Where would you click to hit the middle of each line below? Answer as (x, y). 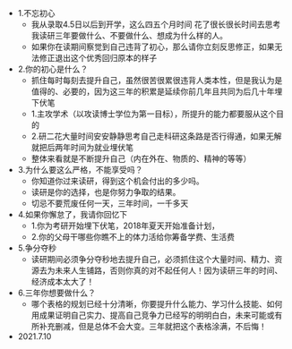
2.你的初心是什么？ (53, 69)
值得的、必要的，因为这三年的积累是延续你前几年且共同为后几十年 (153, 91)
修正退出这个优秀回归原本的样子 (98, 58)
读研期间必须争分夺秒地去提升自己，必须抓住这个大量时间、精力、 (153, 259)
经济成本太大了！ (63, 281)
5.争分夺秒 (37, 248)
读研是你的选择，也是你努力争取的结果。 (106, 192)
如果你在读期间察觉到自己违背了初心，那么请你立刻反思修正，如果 (153, 47)
